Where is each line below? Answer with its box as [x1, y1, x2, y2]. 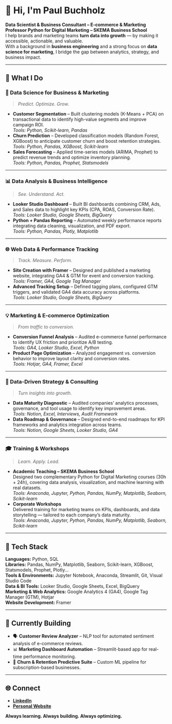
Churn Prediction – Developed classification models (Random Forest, [12, 133, 160, 139]
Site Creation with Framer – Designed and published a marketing [12, 267, 150, 273]
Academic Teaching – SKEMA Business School [12, 468, 114, 475]
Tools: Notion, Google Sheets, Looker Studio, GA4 [12, 427, 118, 433]
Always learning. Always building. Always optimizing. [5, 713, 122, 719]
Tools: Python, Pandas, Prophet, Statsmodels [12, 160, 109, 166]
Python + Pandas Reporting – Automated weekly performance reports [12, 217, 162, 223]
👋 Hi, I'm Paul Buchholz [5, 5, 105, 16]
